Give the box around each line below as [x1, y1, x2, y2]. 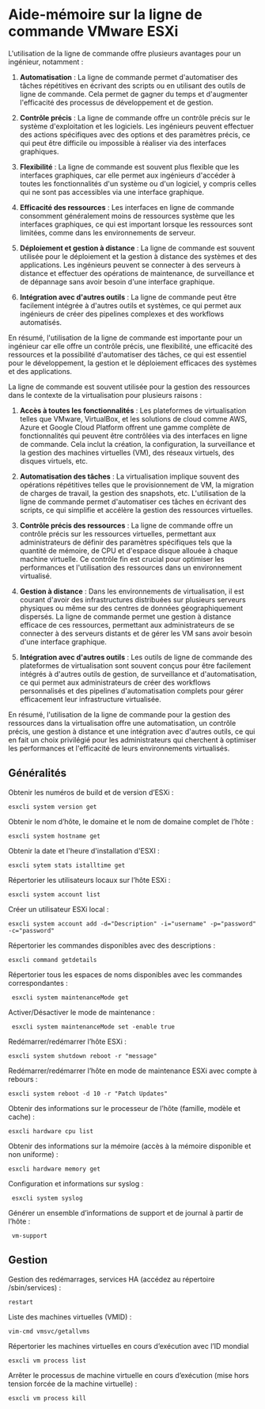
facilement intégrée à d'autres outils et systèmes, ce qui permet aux [19, 300, 242, 310]
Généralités [8, 766, 67, 780]
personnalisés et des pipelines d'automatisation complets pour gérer [19, 685, 244, 695]
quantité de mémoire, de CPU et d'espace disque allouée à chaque [19, 545, 239, 556]
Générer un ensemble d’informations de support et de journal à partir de [8, 1208, 244, 1217]
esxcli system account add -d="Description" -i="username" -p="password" [8, 919, 257, 928]
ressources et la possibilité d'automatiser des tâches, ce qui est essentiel [8, 349, 247, 359]
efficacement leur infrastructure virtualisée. [19, 694, 162, 704]
